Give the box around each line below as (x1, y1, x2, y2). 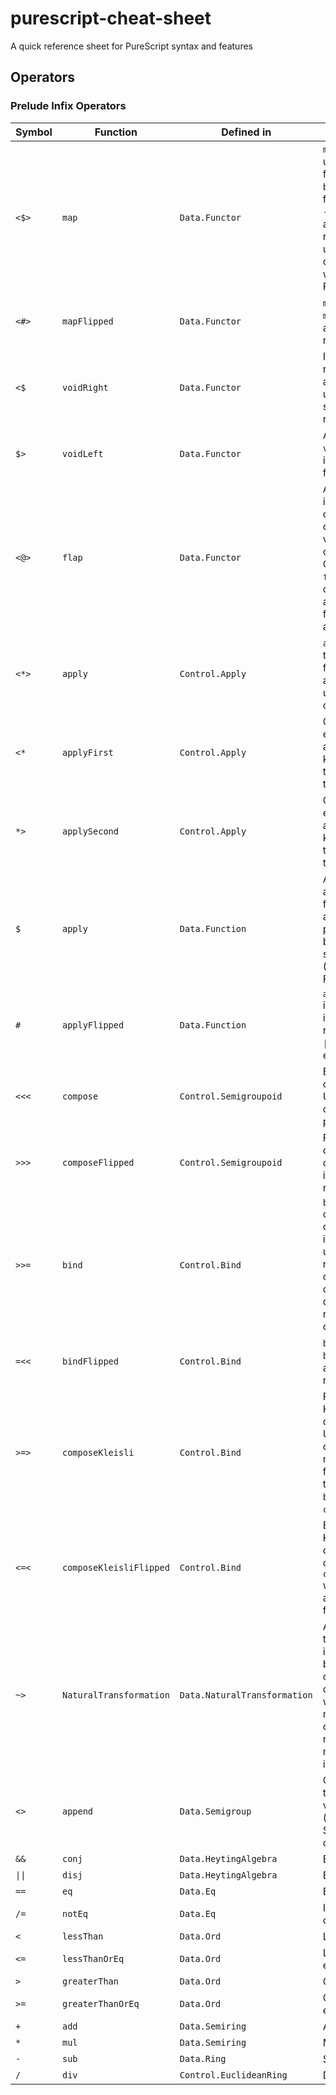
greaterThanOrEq (61, 1998, 140, 2009)
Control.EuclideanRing (179, 2069, 288, 2081)
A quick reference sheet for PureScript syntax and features (10, 40, 253, 52)
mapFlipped (61, 315, 114, 327)
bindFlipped (61, 1355, 119, 1367)
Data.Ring (179, 2053, 227, 2064)
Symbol (15, 125, 53, 139)
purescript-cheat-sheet (10, 7, 212, 30)
